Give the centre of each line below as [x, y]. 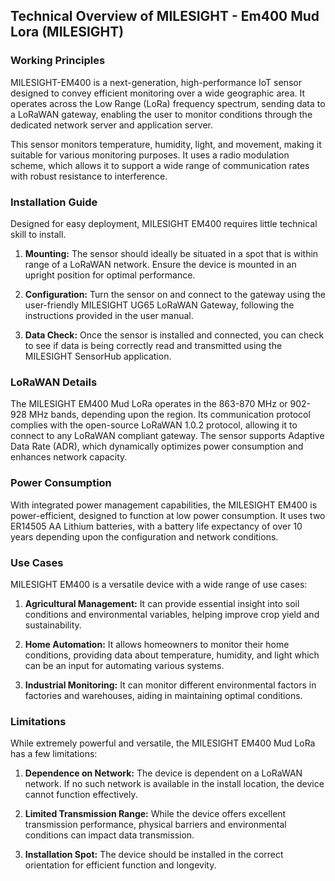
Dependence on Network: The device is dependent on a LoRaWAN [163, 773]
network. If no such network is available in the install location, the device [174, 784]
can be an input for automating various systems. [124, 665]
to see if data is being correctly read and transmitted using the [153, 345]
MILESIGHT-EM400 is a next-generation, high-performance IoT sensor [156, 82]
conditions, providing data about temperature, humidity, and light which [172, 655]
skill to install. [38, 234]
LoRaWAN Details [54, 382]
